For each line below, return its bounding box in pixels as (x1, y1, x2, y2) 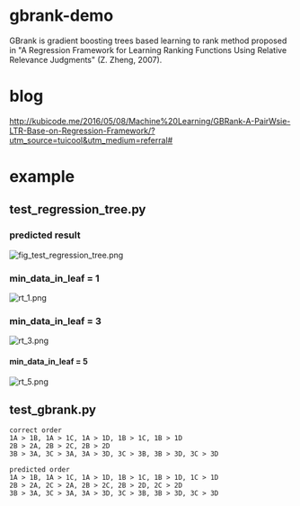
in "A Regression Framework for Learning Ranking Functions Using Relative (9, 44, 287, 55)
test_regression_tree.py (9, 202, 146, 217)
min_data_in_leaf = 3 (9, 314, 101, 327)
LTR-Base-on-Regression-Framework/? (9, 125, 155, 136)
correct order (9, 426, 63, 435)
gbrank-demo (9, 5, 114, 26)
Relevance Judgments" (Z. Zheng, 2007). (9, 54, 163, 65)
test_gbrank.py (9, 402, 97, 417)
